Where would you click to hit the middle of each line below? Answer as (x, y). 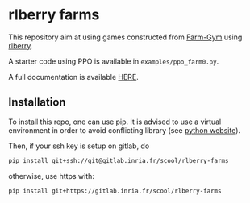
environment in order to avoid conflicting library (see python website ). (124, 130)
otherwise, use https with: (52, 176)
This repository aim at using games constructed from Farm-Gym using (125, 37)
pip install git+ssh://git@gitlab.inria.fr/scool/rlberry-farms (119, 160)
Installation (37, 102)
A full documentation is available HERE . (73, 77)
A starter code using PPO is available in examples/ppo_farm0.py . (114, 61)
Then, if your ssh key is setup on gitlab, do (79, 146)
